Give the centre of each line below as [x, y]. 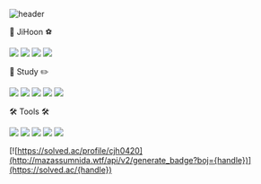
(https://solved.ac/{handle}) [61, 170]
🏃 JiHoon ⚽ [31, 32]
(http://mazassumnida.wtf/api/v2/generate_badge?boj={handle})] [130, 160]
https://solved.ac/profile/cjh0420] [80, 151]
